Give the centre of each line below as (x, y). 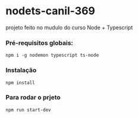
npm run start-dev (28, 110)
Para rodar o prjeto (33, 98)
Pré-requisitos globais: (40, 43)
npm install (20, 83)
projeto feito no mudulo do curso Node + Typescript (69, 27)
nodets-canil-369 (50, 11)
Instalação (21, 70)
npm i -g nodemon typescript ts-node (52, 55)
